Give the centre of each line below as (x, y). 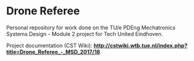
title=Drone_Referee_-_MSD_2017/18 (53, 51)
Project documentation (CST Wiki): (49, 45)
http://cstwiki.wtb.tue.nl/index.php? (141, 45)
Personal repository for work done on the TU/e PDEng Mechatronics (91, 28)
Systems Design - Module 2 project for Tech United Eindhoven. (85, 33)
